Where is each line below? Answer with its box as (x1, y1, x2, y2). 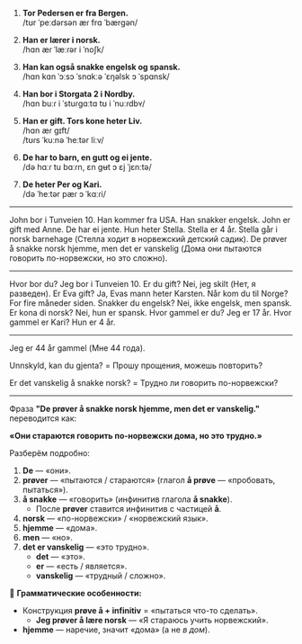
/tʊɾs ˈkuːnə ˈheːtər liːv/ (22, 135, 105, 145)
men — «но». (22, 532, 74, 542)
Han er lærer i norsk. (22, 35, 101, 45)
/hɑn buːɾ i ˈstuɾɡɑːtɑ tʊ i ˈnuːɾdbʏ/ (22, 98, 146, 109)
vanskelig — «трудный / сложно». (35, 570, 166, 581)
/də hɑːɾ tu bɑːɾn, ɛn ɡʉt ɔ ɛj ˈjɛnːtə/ (22, 162, 153, 172)
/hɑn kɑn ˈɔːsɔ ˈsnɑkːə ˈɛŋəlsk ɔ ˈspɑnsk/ (22, 71, 171, 82)
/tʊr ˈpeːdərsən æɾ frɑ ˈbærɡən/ (22, 17, 138, 28)
